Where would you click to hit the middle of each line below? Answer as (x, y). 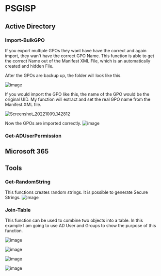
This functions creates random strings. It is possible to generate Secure (77, 192)
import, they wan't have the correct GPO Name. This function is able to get (80, 56)
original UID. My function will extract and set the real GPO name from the (78, 99)
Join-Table (18, 210)
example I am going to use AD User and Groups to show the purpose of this (80, 226)
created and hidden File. (29, 66)
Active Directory (30, 26)
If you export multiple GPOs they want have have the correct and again (76, 50)
